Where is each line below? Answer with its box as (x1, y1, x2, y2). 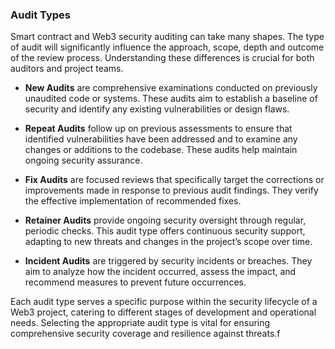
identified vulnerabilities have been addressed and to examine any (24, 133, 298, 145)
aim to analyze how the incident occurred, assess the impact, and (24, 266, 297, 278)
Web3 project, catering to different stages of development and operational (10, 306, 317, 318)
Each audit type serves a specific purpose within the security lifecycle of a (10, 296, 318, 308)
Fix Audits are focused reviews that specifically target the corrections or (24, 174, 325, 186)
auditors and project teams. (10, 63, 124, 75)
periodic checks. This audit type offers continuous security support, (24, 225, 306, 237)
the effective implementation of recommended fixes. (24, 195, 242, 207)
